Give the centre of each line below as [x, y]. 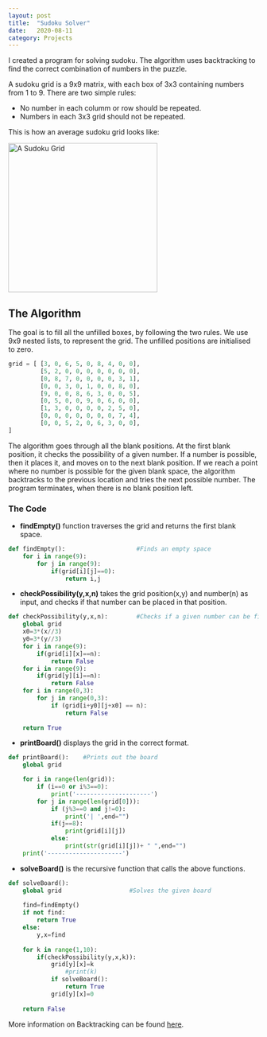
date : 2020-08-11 [41, 30]
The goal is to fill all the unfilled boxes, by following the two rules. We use [128, 333]
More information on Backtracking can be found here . [96, 1024]
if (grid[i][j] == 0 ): [83, 571]
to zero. [21, 349]
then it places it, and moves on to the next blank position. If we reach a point [133, 462]
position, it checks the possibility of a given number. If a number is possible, [132, 454]
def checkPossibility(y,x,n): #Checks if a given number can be [129, 617]
